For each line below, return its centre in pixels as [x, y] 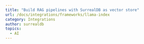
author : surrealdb [25, 24]
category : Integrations [30, 19]
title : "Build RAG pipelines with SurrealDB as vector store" [72, 10]
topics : [13, 29]
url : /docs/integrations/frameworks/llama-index [58, 15]
